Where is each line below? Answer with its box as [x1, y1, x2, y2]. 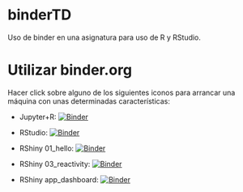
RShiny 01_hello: [19, 143, 75, 153]
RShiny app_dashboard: [19, 174, 99, 184]
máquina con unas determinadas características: [7, 96, 171, 106]
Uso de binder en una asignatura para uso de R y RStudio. [7, 32, 202, 42]
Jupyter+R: [19, 112, 58, 122]
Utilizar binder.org [7, 61, 133, 79]
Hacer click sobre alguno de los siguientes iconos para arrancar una [7, 87, 236, 97]
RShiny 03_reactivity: [19, 159, 91, 169]
